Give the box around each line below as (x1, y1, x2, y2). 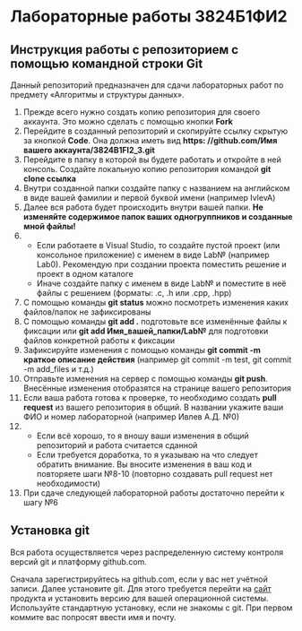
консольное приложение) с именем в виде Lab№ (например (36, 249, 270, 260)
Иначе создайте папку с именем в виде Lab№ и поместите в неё (36, 278, 287, 289)
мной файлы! (22, 221, 76, 231)
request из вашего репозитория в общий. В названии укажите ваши (22, 402, 284, 412)
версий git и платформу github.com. (10, 556, 147, 566)
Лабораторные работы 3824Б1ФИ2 (10, 6, 288, 27)
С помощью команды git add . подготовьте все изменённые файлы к (22, 316, 288, 326)
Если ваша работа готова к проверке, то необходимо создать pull (22, 393, 277, 402)
